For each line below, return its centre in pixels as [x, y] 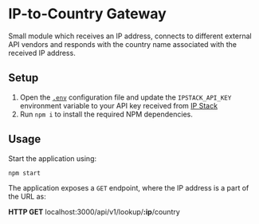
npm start [25, 173]
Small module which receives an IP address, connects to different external [130, 36]
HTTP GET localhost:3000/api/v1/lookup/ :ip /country [94, 212]
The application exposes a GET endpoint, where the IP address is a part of [129, 188]
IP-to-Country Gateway [88, 14]
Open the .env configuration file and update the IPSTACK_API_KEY [126, 97]
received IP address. [42, 53]
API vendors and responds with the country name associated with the [123, 44]
